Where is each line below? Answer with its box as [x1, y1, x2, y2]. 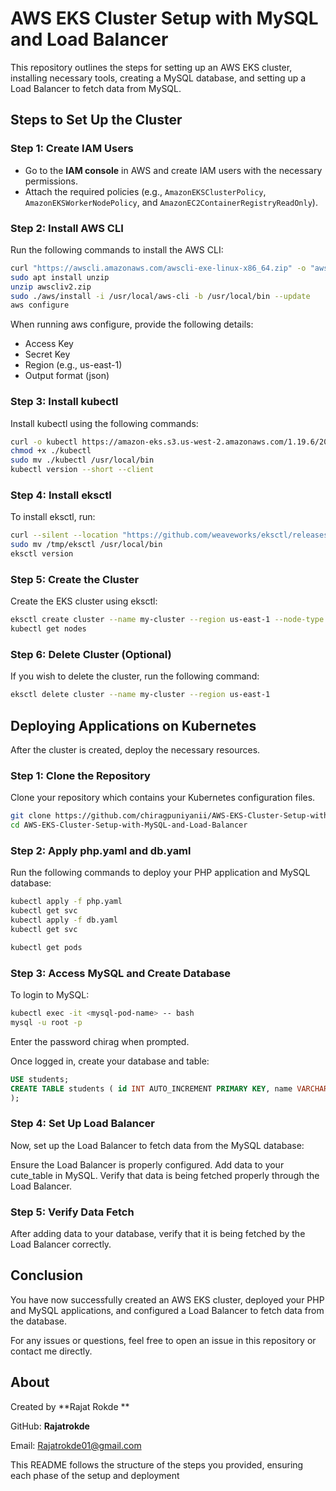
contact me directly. [10, 1345, 93, 1357]
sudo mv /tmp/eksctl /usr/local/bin [10, 540, 163, 550]
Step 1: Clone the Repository [10, 768, 151, 782]
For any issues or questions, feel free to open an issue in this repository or [10, 1334, 317, 1346]
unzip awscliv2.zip [10, 282, 92, 292]
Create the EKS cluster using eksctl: [10, 595, 158, 607]
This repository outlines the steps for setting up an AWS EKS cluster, [10, 61, 293, 73]
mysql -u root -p [10, 1017, 83, 1027]
